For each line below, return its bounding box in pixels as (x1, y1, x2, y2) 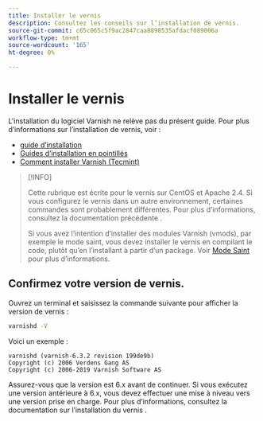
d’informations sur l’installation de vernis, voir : (8, 124, 161, 134)
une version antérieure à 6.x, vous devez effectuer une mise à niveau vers (8, 388, 250, 398)
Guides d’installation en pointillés (19, 148, 129, 158)
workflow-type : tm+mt (8, 33, 80, 42)
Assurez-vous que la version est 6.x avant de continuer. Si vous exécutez (8, 380, 249, 389)
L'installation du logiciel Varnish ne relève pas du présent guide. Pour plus (8, 116, 250, 126)
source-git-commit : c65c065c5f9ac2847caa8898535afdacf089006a (8, 26, 219, 34)
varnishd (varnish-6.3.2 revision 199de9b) (8, 352, 155, 360)
